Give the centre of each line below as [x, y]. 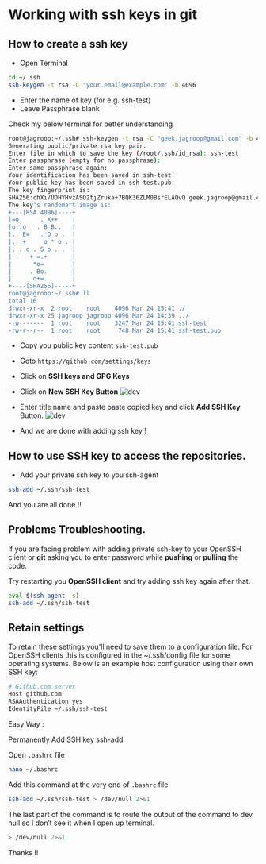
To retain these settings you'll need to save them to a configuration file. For [131, 647]
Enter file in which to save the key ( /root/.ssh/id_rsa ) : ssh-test [123, 153]
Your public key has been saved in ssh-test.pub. [92, 183]
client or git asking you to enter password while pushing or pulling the [123, 557]
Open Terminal [44, 63]
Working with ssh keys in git [103, 15]
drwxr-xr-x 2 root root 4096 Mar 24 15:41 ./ [97, 308]
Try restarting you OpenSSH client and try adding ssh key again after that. [129, 580]
